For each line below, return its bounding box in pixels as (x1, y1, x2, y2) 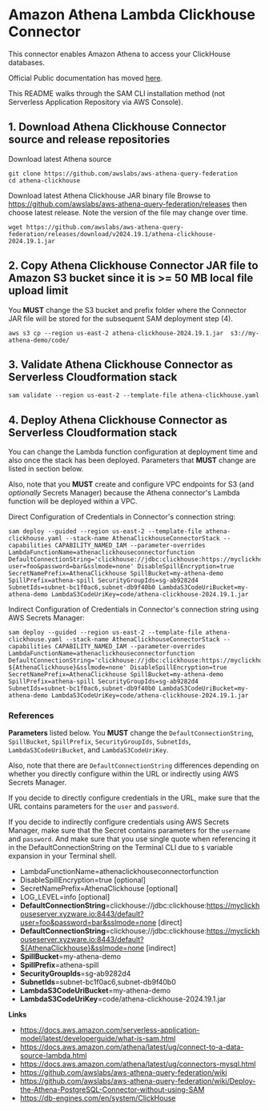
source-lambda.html (19, 1051, 87, 1061)
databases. (8, 58, 46, 67)
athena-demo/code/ (8, 336, 70, 344)
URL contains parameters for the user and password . (8, 802, 179, 812)
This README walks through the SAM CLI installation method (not (8, 88, 226, 98)
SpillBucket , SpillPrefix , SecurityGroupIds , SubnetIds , (8, 736, 191, 746)
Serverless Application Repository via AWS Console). (8, 97, 184, 106)
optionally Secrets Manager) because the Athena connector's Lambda (8, 488, 240, 498)
